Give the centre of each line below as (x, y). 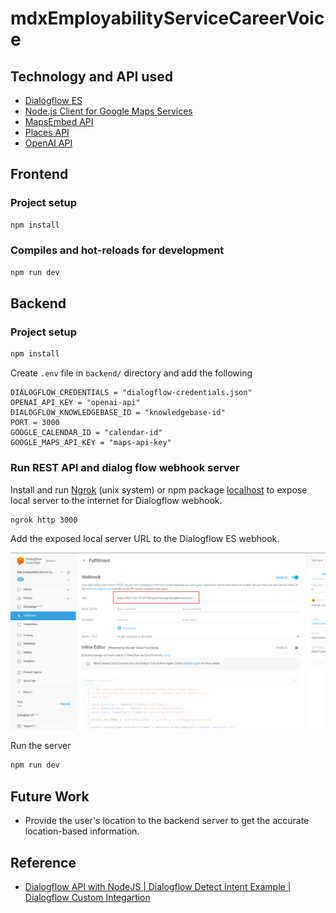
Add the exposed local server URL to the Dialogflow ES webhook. (145, 539)
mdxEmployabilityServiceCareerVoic (167, 18)
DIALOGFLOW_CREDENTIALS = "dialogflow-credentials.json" (131, 393)
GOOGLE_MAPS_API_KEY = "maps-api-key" (91, 443)
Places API (47, 132)
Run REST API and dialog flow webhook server (125, 468)
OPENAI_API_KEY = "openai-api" (75, 403)
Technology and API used (91, 76)
